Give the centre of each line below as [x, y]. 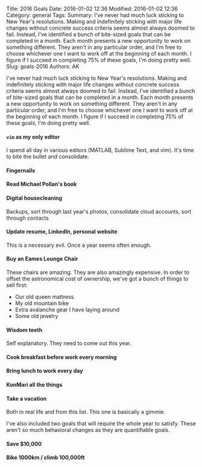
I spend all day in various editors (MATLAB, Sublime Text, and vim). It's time [100, 150]
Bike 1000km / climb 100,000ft [46, 457]
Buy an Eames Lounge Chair [42, 259]
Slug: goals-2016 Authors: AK [43, 66]
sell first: [17, 285]
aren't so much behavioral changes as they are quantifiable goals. [88, 430]
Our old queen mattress [44, 297]
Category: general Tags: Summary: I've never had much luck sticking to [95, 15]
